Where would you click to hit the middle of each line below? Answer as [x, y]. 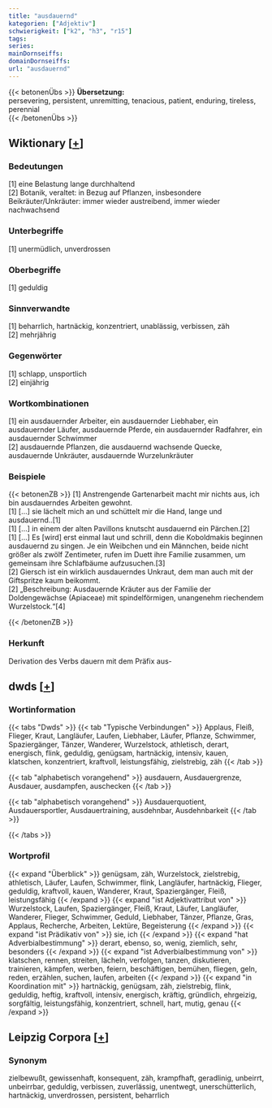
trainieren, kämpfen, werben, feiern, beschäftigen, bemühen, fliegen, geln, [133, 968]
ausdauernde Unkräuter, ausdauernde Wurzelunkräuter [101, 455]
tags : [17, 39]
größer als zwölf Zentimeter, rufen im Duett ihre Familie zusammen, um [127, 555]
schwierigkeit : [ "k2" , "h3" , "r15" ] [70, 31]
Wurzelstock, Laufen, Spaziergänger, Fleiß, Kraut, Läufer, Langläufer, [124, 908]
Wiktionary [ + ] [46, 143]
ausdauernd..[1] [35, 520]
